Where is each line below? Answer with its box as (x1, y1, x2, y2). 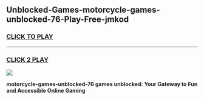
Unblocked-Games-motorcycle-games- (6, 5, 160, 15)
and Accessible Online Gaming (6, 87, 86, 94)
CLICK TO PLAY (6, 33, 53, 41)
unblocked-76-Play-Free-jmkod (6, 15, 129, 25)
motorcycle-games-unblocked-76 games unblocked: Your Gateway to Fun (6, 80, 198, 87)
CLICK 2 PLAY (6, 55, 49, 64)
